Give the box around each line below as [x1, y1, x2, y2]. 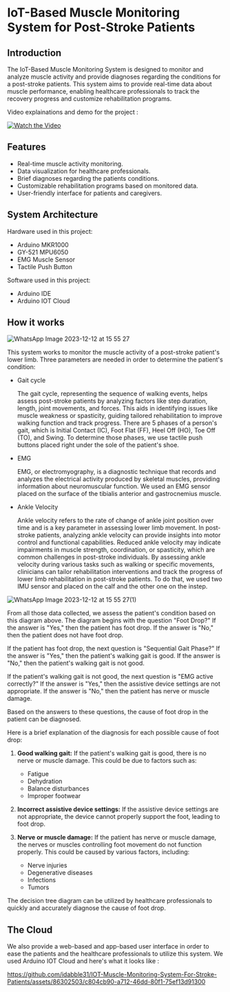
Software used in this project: [7, 276, 91, 284]
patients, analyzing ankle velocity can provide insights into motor [36, 531, 221, 539]
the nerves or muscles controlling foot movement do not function [17, 840, 202, 849]
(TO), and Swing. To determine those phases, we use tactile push [17, 433, 203, 442]
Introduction [7, 47, 62, 59]
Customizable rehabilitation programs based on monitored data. [17, 181, 198, 190]
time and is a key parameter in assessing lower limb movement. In [17, 524, 205, 532]
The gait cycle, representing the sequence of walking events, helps [17, 390, 208, 398]
